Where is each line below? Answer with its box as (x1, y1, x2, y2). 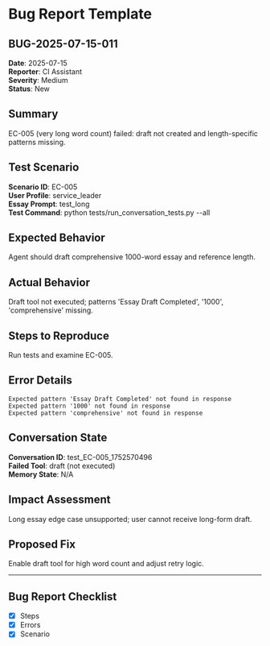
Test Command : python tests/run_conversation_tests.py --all (8, 207, 211, 217)
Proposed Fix (8, 537, 76, 551)
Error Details (8, 374, 72, 387)
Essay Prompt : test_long (8, 199, 90, 209)
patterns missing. (8, 137, 66, 147)
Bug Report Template (8, 5, 153, 23)
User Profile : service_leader (8, 190, 102, 200)
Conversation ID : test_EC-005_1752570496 (8, 452, 153, 462)
